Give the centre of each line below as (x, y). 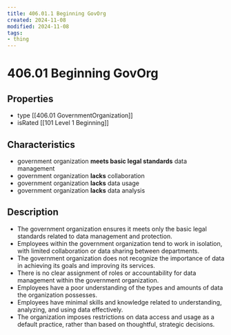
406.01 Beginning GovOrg (83, 74)
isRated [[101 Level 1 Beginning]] (63, 123)
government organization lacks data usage (78, 183)
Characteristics (41, 145)
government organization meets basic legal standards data (102, 161)
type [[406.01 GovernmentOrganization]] (75, 115)
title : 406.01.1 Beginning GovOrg (57, 13)
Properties (30, 98)
